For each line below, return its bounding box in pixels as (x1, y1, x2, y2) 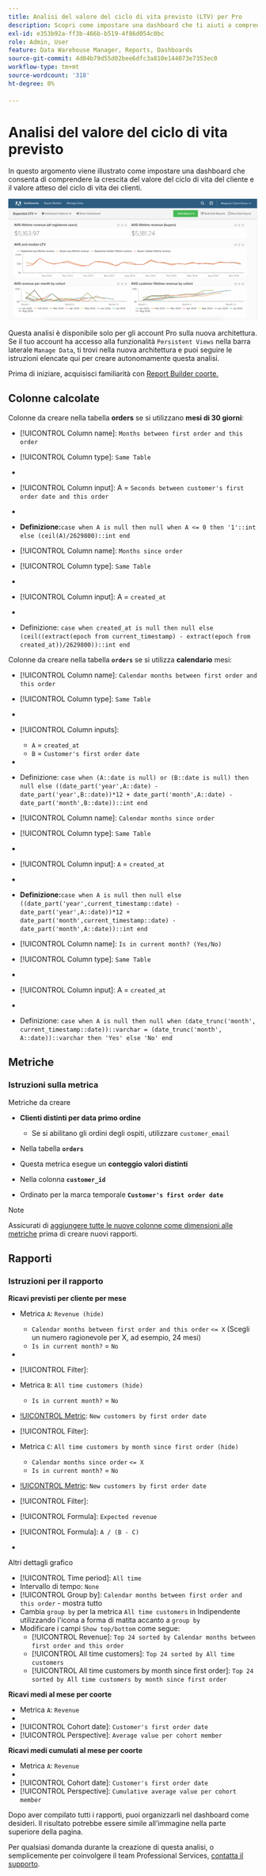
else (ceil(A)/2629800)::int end (19, 531, 131, 539)
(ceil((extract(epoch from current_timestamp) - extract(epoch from (19, 632, 251, 640)
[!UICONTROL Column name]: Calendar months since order (19, 813, 215, 823)
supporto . (8, 1859, 40, 1869)
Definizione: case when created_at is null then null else (19, 623, 214, 632)
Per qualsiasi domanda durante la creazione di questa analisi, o (8, 1843, 215, 1852)
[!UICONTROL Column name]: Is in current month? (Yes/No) (19, 938, 222, 948)
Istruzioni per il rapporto (8, 1276, 104, 1287)
